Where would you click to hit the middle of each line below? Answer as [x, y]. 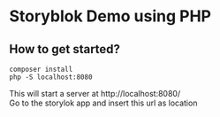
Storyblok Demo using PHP [110, 16]
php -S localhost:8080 [51, 77]
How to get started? [65, 49]
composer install [41, 69]
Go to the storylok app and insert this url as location [103, 103]
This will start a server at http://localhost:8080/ [95, 94]
